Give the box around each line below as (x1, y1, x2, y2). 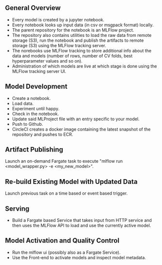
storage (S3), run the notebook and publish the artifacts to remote (12, 37, 144, 43)
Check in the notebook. (12, 111, 59, 116)
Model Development (5, 83, 68, 91)
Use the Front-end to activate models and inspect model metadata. (12, 254, 146, 260)
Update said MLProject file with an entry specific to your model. (12, 116, 140, 122)
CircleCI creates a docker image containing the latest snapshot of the (12, 126, 151, 132)
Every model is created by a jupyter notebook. (12, 17, 105, 22)
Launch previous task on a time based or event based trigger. (5, 190, 128, 196)
